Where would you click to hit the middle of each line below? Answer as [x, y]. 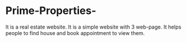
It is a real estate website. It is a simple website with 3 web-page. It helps [93, 27]
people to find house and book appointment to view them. [75, 33]
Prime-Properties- [51, 11]
